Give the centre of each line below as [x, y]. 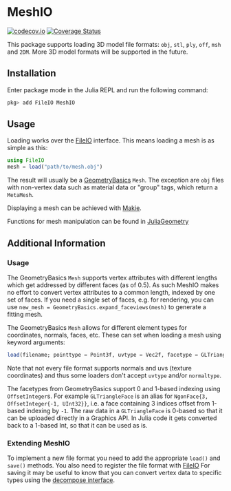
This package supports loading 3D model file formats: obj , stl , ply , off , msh [114, 44]
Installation [32, 73]
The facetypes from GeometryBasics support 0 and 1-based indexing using [114, 388]
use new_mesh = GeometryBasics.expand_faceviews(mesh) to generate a [107, 306]
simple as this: [27, 148]
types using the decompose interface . [61, 480]
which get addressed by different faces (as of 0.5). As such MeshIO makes [113, 285]
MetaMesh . [21, 195]
